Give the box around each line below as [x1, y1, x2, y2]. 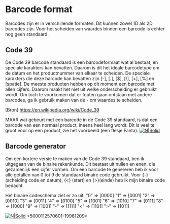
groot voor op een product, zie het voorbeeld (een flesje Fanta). [5, 127, 139, 133]
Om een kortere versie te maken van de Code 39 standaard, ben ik [5, 156, 145, 162]
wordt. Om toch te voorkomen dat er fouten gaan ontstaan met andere [5, 91, 152, 97]
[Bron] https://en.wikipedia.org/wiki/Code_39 [5, 106, 99, 113]
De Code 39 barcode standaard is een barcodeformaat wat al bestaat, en [5, 59, 158, 65]
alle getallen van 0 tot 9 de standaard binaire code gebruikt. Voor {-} [5, 171, 148, 178]
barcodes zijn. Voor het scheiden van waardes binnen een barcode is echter [5, 25, 165, 31]
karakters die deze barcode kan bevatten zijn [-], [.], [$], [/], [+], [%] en [5, 75, 155, 82]
